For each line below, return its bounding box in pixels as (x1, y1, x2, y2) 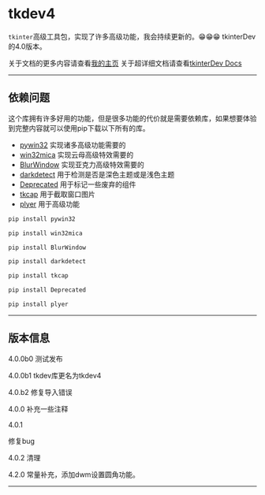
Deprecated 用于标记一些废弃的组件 (19, 179, 136, 189)
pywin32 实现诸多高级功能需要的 (19, 140, 126, 150)
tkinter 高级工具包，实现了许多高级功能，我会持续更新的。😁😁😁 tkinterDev (8, 32, 256, 41)
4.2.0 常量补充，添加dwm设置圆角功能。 (8, 470, 140, 479)
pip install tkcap (8, 272, 69, 280)
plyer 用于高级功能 (19, 199, 80, 209)
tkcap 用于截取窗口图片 (19, 189, 96, 199)
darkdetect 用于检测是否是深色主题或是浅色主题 (19, 169, 175, 179)
